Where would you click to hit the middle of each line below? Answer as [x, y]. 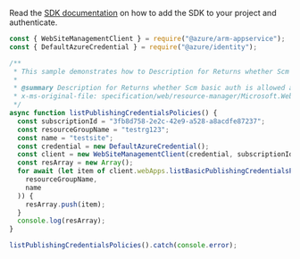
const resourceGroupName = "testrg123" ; [93, 129]
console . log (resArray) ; [61, 221]
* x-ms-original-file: [55, 96]
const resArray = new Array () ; [75, 163]
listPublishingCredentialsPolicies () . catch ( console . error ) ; [124, 246]
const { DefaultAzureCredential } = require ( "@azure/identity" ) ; [133, 47]
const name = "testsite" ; [66, 138]
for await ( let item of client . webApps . [93, 171]
